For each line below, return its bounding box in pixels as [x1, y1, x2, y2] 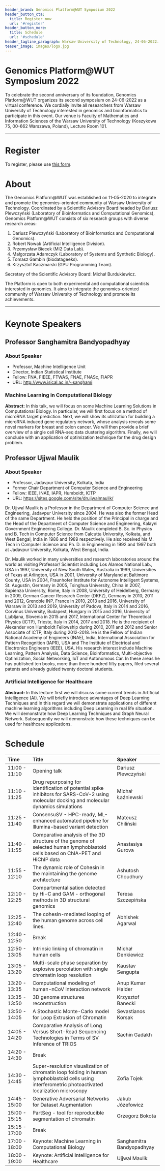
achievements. [5, 296, 35, 303]
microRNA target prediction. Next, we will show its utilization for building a [5, 413, 155, 419]
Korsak [117, 1014, 134, 1021]
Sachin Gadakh [117, 1031, 152, 1038]
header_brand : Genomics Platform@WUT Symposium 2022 [5, 7, 115, 12]
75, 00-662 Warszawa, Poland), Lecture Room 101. [5, 123, 108, 129]
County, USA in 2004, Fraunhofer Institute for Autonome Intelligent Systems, [5, 577, 160, 583]
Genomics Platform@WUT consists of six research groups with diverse [5, 216, 149, 221]
